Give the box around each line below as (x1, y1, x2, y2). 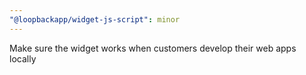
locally (9, 52, 37, 65)
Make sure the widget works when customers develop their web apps (9, 42, 297, 54)
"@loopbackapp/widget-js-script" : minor (9, 14, 181, 25)
